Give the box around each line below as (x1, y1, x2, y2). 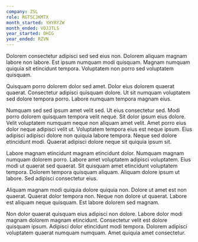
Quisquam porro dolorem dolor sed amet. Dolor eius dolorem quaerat (6, 83, 174, 89)
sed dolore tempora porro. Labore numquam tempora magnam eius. (6, 95, 172, 102)
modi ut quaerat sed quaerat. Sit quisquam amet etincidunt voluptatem (6, 162, 178, 169)
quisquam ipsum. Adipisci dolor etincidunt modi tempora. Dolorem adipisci (6, 223, 187, 230)
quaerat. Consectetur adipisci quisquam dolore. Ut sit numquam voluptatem (6, 89, 191, 96)
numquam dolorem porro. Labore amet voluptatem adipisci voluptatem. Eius (6, 156, 191, 163)
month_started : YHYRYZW (6, 20, 65, 25)
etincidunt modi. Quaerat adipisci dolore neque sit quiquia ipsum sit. (6, 138, 172, 145)
